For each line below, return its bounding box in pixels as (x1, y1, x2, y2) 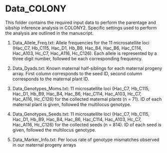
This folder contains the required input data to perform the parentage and (5, 19, 156, 25)
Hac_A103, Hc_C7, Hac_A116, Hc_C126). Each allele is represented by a (12, 50, 157, 56)
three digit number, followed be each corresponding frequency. (12, 55, 143, 61)
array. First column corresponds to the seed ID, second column (12, 70, 142, 76)
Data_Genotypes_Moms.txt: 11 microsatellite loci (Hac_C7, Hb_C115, (12, 85, 150, 91)
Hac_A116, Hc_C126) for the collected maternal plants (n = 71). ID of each (12, 96, 162, 102)
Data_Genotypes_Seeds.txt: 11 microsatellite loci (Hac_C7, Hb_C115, (12, 111, 150, 117)
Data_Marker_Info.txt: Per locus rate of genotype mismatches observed (12, 137, 160, 143)
